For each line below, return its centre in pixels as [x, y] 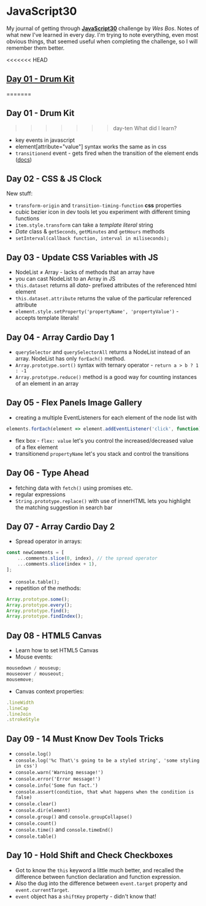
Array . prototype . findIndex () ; [45, 616]
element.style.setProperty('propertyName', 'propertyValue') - [97, 311]
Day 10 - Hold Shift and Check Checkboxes [90, 855]
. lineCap [17, 708]
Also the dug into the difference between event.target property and [101, 883]
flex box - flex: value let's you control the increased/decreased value [104, 440]
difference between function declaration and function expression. [98, 877]
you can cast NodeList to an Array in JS [65, 279]
